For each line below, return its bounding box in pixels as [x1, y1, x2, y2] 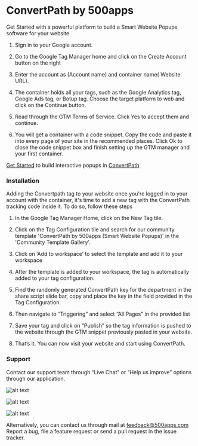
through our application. [6, 375, 66, 382]
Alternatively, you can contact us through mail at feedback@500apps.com [6, 421, 189, 428]
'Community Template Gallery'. [14, 239, 91, 246]
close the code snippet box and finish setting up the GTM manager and [14, 143, 190, 151]
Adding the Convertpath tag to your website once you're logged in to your [6, 190, 188, 197]
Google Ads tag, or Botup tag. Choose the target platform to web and [14, 95, 185, 102]
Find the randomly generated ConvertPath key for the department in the [14, 286, 192, 294]
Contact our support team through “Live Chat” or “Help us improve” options [6, 368, 192, 375]
